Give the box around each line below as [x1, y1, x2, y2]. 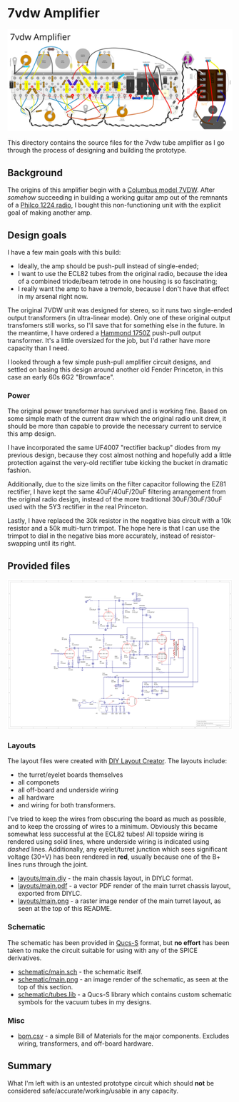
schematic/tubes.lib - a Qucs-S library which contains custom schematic [17, 990, 232, 999]
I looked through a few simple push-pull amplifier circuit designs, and [7, 357, 211, 366]
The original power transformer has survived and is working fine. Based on [7, 407, 228, 415]
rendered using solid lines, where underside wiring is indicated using [7, 837, 210, 846]
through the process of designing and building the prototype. [7, 146, 187, 155]
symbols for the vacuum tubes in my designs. [17, 997, 152, 1006]
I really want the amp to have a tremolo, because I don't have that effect [17, 284, 230, 293]
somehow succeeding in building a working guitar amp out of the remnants [7, 193, 228, 202]
